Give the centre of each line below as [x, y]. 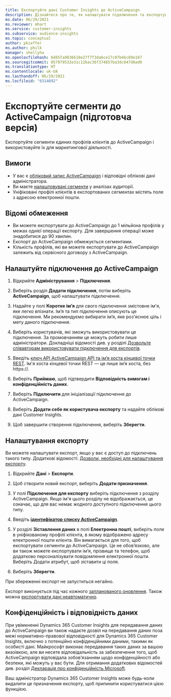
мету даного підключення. [41, 322]
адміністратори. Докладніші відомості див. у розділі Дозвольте [82, 343]
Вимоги [18, 163]
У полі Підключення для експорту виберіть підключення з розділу [86, 493]
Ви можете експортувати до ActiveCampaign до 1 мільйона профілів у [88, 226]
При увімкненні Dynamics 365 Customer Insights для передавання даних [84, 625]
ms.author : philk [24, 48]
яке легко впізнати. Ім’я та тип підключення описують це [75, 312]
